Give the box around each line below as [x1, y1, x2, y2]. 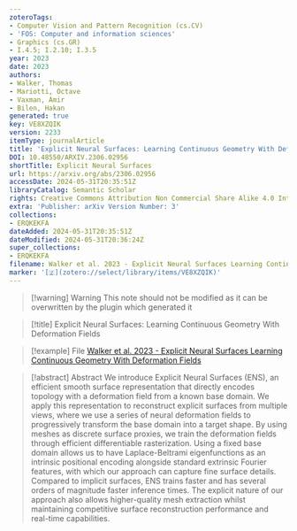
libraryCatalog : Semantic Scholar [9, 186, 137, 195]
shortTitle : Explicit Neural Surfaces [9, 161, 152, 170]
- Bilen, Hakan [9, 104, 65, 112]
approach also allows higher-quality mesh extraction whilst [30, 494, 246, 504]
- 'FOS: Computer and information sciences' [9, 29, 176, 38]
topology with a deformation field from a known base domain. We [30, 390, 270, 401]
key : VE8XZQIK [9, 120, 62, 129]
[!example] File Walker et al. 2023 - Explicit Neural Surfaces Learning [30, 345, 283, 356]
